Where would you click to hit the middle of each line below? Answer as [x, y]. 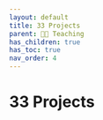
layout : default [39, 17]
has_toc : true [35, 50]
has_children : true [45, 42]
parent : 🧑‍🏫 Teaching [47, 34]
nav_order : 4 [33, 58]
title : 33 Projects [45, 26]
